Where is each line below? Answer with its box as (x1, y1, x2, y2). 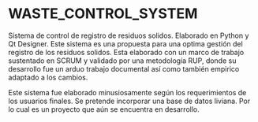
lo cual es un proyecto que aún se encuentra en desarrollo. (8, 104, 200, 114)
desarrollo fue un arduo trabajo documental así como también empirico (8, 64, 240, 73)
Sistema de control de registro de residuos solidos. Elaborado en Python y (8, 31, 249, 40)
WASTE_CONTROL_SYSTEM (8, 5, 198, 23)
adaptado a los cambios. (8, 72, 88, 82)
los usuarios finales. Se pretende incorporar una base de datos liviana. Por (8, 96, 251, 105)
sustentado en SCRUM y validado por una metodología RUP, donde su (8, 56, 237, 65)
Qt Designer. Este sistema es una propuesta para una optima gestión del (8, 39, 243, 48)
